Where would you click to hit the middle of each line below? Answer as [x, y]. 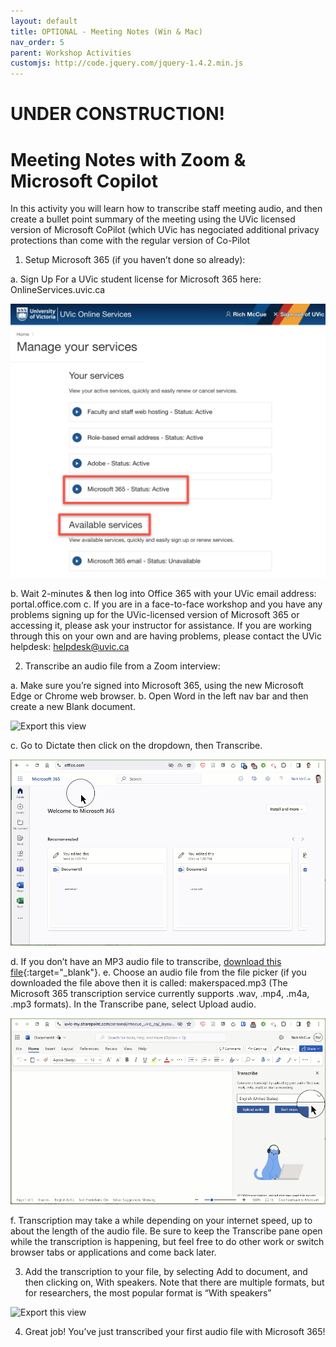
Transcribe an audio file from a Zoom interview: [122, 666]
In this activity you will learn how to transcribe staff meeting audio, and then [166, 209]
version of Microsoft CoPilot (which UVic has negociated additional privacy [165, 230]
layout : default [44, 21]
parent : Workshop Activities [71, 53]
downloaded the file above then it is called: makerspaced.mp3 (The [149, 983]
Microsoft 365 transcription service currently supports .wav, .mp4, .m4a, [160, 994]
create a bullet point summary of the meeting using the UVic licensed [153, 219]
